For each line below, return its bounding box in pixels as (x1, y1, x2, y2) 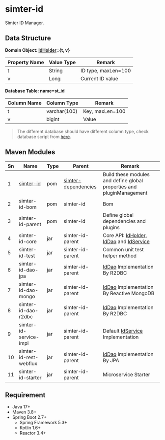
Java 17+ (12, 404, 30, 410)
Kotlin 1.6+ (19, 425, 41, 431)
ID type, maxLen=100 (80, 67, 131, 74)
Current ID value (80, 75, 119, 82)
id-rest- (19, 354, 38, 361)
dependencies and (103, 218, 146, 225)
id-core (19, 238, 37, 245)
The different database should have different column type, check (17, 128, 149, 134)
